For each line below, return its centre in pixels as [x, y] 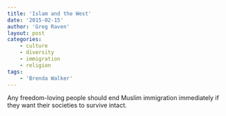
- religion [35, 65]
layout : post [26, 33]
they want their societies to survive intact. [67, 106]
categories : [24, 40]
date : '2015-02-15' [35, 20]
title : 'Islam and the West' [49, 14]
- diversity [37, 53]
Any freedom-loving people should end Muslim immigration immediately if [113, 98]
